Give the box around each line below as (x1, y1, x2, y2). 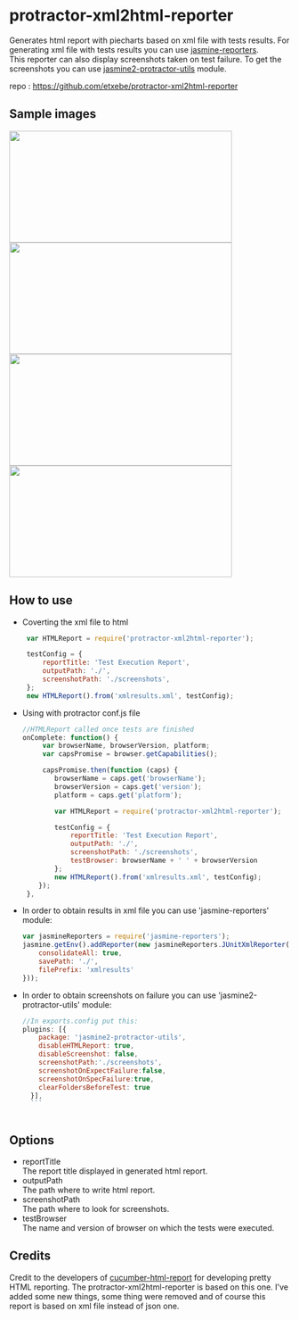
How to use (9, 593, 73, 608)
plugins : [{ (21, 1025, 67, 1034)
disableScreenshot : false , (38, 1050, 139, 1058)
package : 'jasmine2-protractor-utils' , (38, 1033, 187, 1042)
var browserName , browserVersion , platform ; (42, 742, 211, 751)
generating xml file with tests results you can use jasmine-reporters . (9, 44, 260, 54)
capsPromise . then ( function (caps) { (42, 766, 179, 775)
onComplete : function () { (21, 733, 118, 742)
